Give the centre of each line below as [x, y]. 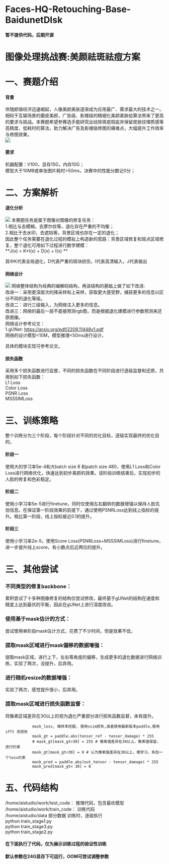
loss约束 [17, 757]
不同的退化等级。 [27, 299]
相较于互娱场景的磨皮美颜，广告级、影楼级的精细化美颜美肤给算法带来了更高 [84, 116]
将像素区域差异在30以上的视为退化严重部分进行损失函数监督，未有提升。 [81, 716]
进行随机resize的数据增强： [38, 678]
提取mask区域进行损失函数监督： [46, 704]
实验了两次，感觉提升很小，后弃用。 [43, 690]
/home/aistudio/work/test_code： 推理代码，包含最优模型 [65, 803]
